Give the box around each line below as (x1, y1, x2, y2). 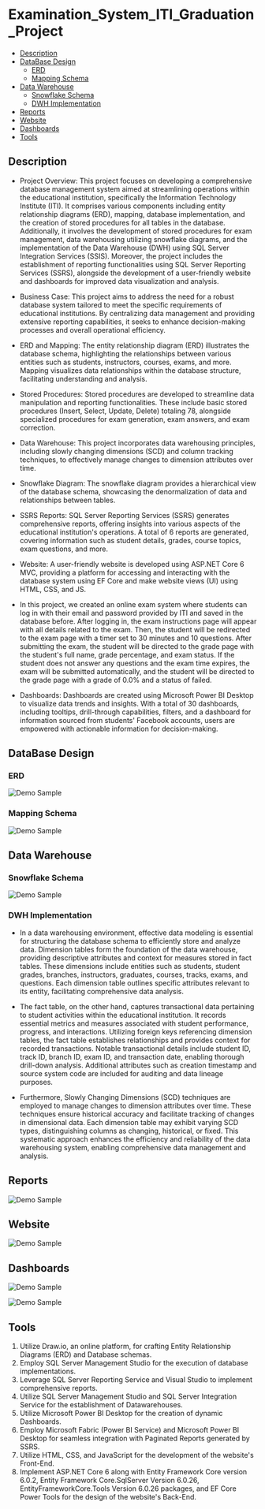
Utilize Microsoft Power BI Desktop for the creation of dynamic (19, 1408, 223, 1418)
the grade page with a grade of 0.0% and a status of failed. (19, 675, 212, 684)
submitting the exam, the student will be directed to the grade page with (19, 641, 254, 651)
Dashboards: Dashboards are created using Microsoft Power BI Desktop (19, 690, 254, 699)
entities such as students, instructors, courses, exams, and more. (19, 357, 232, 367)
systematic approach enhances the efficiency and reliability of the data (19, 1134, 251, 1144)
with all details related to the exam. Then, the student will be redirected (19, 624, 251, 634)
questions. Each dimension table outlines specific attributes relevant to (19, 978, 250, 987)
